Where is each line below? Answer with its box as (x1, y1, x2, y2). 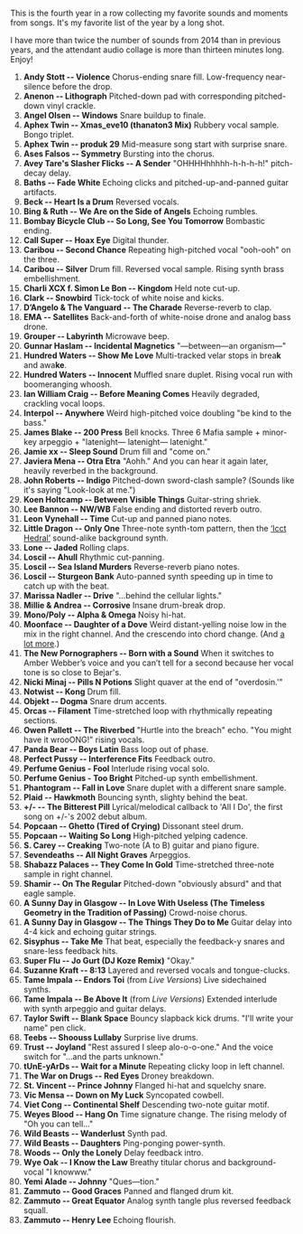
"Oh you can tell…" (23, 1118, 94, 1129)
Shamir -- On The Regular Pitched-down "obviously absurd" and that (23, 879, 282, 889)
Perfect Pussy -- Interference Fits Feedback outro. (23, 754, 216, 764)
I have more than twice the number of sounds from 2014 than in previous (10, 35, 281, 45)
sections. (23, 715, 58, 726)
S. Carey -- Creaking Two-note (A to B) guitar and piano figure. (23, 840, 260, 851)
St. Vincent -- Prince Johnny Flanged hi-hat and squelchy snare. (23, 1080, 267, 1090)
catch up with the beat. (23, 580, 110, 591)
